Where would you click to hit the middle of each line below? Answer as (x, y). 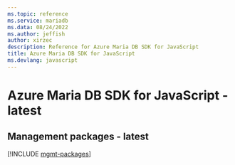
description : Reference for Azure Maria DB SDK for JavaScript (103, 47)
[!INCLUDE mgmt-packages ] (49, 154)
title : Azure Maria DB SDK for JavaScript (71, 54)
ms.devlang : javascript (43, 60)
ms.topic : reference (38, 14)
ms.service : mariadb (38, 21)
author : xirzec (30, 41)
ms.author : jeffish (36, 34)
